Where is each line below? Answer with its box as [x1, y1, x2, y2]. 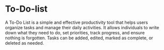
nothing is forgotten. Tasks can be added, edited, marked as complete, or [5, 35, 153, 41]
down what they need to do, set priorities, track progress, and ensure [5, 30, 145, 35]
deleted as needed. [5, 40, 44, 46]
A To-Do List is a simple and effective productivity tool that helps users [5, 19, 148, 25]
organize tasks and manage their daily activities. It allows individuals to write [5, 24, 159, 30]
